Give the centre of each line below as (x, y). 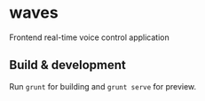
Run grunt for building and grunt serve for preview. (103, 86)
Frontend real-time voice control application (90, 37)
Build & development (67, 65)
